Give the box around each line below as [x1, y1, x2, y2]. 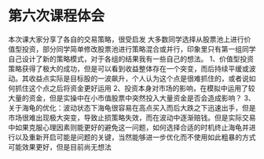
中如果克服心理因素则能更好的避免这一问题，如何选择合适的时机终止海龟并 [8, 122, 249, 132]
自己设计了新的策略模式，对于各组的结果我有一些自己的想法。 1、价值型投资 [8, 54, 254, 63]
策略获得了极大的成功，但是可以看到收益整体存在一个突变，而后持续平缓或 [8, 63, 249, 73]
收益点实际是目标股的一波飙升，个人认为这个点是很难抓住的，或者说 [28, 74, 249, 83]
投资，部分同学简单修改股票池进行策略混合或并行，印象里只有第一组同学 [21, 44, 256, 53]
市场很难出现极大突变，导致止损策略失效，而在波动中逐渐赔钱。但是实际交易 [8, 113, 256, 122]
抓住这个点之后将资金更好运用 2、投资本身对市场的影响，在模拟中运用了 [14, 83, 249, 92]
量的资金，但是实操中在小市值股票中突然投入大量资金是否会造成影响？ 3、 [14, 93, 255, 103]
